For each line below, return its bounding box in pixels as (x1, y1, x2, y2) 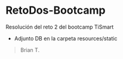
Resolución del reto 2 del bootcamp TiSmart (5, 23, 114, 30)
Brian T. (20, 46, 40, 54)
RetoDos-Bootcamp (5, 4, 106, 17)
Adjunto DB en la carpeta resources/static (14, 35, 118, 42)
